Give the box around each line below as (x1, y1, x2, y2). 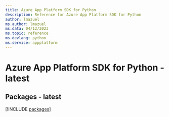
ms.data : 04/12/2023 (5, 26, 49, 31)
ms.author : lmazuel (5, 21, 47, 27)
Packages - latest (5, 93, 62, 101)
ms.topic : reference (5, 31, 49, 36)
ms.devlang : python (5, 36, 47, 41)
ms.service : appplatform (5, 40, 58, 45)
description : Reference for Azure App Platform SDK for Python (5, 12, 142, 17)
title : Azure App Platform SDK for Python (5, 7, 96, 13)
